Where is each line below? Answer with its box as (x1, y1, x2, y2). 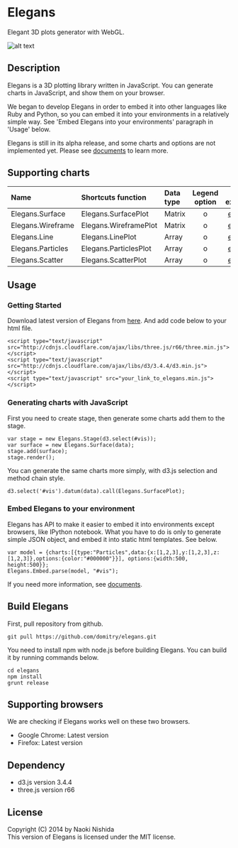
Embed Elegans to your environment (7, 504, 135, 513)
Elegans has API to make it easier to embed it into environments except (7, 520, 215, 528)
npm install (7, 673, 42, 680)
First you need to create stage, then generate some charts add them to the (7, 413, 225, 423)
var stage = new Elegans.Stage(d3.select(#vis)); (7, 435, 157, 442)
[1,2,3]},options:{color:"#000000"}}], (7, 555, 125, 562)
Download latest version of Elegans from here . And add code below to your (7, 317, 227, 325)
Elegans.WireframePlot (81, 220, 158, 230)
